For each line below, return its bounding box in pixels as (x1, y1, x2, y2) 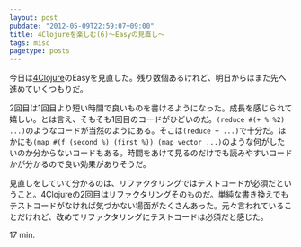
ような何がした (229, 137, 286, 147)
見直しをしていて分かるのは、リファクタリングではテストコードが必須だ (9, 178, 277, 189)
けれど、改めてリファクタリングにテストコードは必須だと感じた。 (24, 212, 269, 223)
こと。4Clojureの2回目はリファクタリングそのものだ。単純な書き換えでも (16, 190, 289, 200)
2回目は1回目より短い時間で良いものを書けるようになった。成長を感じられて (9, 102, 293, 113)
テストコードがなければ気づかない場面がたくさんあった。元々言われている (9, 200, 285, 211)
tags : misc (9, 38, 50, 48)
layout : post (9, 13, 58, 22)
